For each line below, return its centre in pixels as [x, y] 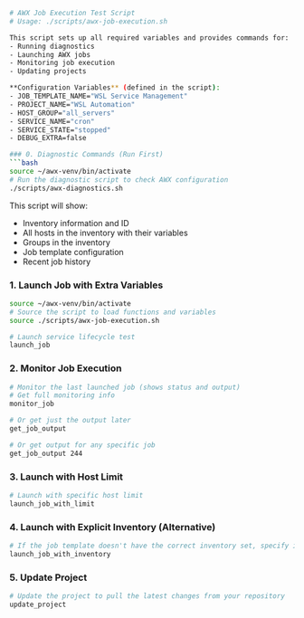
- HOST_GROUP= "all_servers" [62, 113]
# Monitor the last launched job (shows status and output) [125, 387]
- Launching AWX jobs [50, 54]
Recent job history [57, 261]
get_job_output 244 [46, 453]
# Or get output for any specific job [82, 445]
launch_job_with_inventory [60, 554]
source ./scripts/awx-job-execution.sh [85, 320]
